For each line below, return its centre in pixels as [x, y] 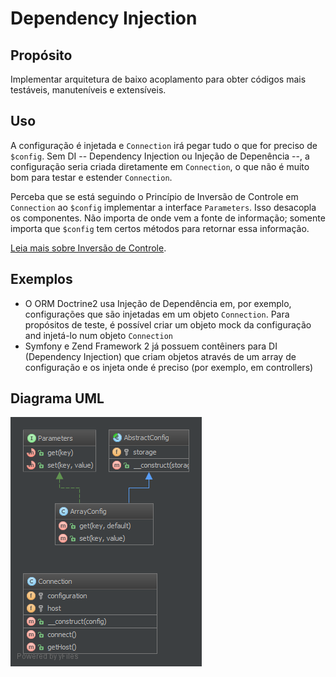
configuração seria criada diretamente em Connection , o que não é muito [160, 166]
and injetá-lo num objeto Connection [98, 335]
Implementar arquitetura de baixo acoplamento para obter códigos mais [158, 79]
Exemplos [41, 279]
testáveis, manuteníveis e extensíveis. [88, 90]
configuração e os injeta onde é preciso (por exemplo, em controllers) [169, 367]
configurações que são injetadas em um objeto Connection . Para [157, 314]
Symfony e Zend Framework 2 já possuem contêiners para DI [151, 346]
